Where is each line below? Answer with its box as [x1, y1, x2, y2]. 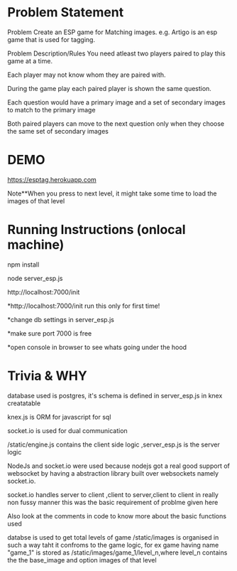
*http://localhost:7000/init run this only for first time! [7, 301, 160, 310]
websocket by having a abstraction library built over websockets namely [7, 469, 219, 477]
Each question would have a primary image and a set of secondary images [7, 97, 226, 107]
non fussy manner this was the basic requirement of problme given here [7, 498, 219, 506]
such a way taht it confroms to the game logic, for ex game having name [7, 540, 219, 549]
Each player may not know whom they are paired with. [7, 70, 166, 79]
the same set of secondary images [7, 127, 109, 135]
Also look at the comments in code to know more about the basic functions [7, 511, 227, 520]
